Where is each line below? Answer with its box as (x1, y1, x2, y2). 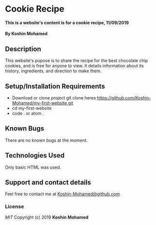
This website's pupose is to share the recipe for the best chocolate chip (5, 58, 148, 64)
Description (5, 45, 41, 53)
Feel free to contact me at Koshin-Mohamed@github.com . (5, 191, 121, 197)
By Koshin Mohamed (5, 31, 47, 37)
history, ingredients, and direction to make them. (5, 68, 102, 74)
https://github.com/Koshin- (96, 95, 151, 100)
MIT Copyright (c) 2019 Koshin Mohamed (5, 214, 89, 220)
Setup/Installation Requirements (5, 82, 105, 90)
